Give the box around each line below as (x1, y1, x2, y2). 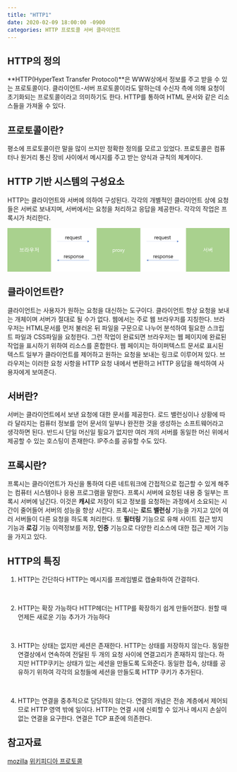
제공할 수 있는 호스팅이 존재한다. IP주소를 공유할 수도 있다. (7, 437, 167, 445)
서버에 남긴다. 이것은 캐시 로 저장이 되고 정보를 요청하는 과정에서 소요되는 (20, 497, 220, 506)
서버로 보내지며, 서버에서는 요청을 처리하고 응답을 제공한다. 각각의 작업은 (20, 205, 220, 213)
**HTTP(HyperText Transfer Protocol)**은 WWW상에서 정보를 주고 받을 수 (7, 75, 220, 84)
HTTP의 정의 (7, 55, 61, 67)
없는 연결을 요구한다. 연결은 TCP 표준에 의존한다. (17, 713, 152, 723)
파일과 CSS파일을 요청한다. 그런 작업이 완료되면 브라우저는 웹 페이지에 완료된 (14, 332, 227, 341)
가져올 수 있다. (25, 102, 66, 110)
